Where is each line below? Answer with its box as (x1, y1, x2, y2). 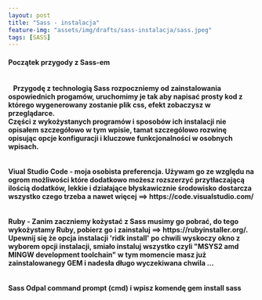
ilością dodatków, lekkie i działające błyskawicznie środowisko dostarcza (8, 183, 253, 193)
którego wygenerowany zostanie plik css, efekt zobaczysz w (8, 100, 211, 110)
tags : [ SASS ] (8, 33, 51, 42)
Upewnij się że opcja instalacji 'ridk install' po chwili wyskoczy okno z (8, 233, 241, 243)
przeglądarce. (8, 109, 55, 118)
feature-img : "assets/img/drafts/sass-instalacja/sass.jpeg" (8, 26, 213, 34)
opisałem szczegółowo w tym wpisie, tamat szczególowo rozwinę (8, 125, 227, 135)
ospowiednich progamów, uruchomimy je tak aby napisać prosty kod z (8, 92, 243, 102)
